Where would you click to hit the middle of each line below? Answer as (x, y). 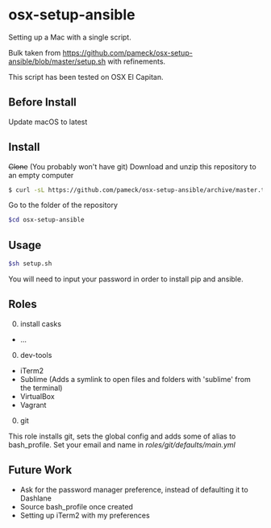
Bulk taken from (35, 52)
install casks (41, 323)
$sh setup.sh (30, 264)
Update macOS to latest (48, 122)
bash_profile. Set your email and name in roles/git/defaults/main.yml (122, 444)
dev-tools (36, 355)
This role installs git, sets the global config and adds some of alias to (122, 436)
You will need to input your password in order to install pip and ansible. (126, 279)
